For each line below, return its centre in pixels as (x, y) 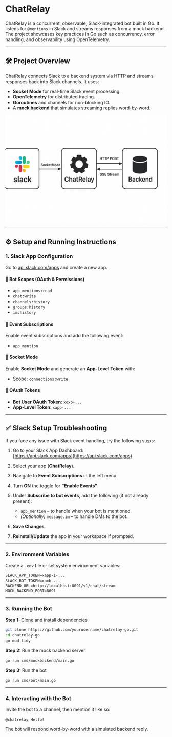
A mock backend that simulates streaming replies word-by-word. (82, 108)
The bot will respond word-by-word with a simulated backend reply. (77, 729)
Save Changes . (29, 526)
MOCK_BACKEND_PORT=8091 (31, 591)
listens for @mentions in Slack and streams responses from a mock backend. (85, 28)
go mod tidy (18, 641)
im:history (24, 313)
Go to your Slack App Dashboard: (48, 450)
